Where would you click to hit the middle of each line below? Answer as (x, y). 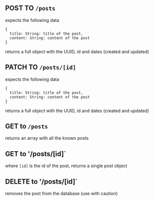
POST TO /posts (30, 8)
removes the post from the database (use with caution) (61, 194)
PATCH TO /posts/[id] (40, 67)
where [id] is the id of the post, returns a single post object (66, 166)
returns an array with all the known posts (47, 138)
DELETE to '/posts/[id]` (41, 181)
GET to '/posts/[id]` (36, 154)
